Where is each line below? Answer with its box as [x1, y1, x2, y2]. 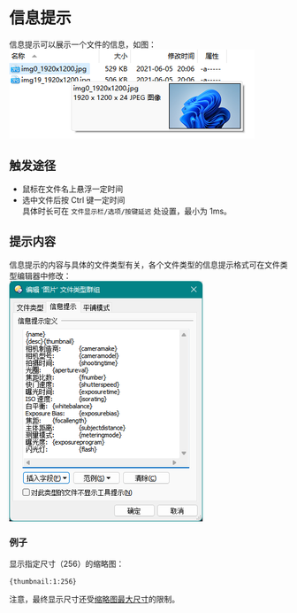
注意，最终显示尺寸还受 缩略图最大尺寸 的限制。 [9, 594, 179, 604]
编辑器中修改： [16, 270, 72, 281]
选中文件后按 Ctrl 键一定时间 [21, 194, 126, 205]
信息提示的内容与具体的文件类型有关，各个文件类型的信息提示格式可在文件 [9, 259, 280, 270]
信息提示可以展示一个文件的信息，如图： [9, 39, 156, 50]
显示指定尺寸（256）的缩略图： [9, 558, 125, 569]
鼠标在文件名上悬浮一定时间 [21, 183, 124, 194]
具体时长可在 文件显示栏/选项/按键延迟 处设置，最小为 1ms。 [21, 206, 232, 216]
